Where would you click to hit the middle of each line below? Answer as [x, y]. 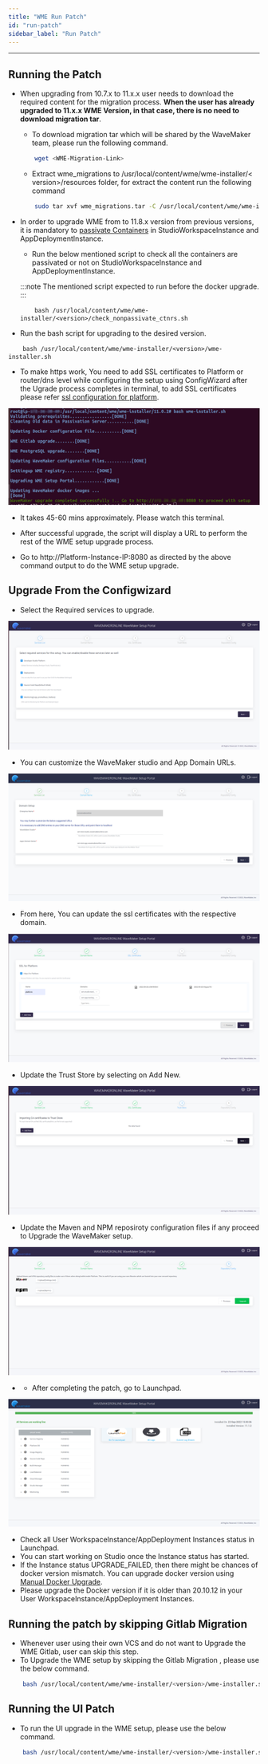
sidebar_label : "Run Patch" [55, 33]
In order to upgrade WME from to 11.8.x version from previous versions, [137, 221]
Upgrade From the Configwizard [90, 591]
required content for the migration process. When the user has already [137, 102]
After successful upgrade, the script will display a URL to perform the [134, 533]
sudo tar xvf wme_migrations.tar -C [95, 207]
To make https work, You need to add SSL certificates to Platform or [132, 372]
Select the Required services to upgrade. [87, 609]
